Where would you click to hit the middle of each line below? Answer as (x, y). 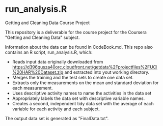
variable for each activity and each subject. (56, 109)
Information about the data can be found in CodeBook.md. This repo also (79, 47)
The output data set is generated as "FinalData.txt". (57, 118)
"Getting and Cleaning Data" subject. (42, 37)
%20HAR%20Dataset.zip (38, 72)
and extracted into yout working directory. (107, 72)
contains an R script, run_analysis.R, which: (49, 52)
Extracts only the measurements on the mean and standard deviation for (85, 83)
